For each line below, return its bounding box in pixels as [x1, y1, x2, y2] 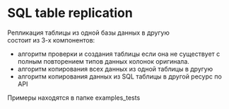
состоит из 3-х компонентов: [7, 35, 95, 44]
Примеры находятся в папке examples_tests [7, 93, 141, 102]
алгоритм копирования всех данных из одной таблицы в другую [17, 64, 213, 73]
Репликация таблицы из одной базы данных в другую [7, 28, 170, 37]
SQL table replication [7, 5, 133, 21]
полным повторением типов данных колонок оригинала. [17, 57, 189, 65]
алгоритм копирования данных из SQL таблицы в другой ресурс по [17, 72, 223, 81]
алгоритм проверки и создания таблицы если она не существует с [17, 50, 221, 58]
